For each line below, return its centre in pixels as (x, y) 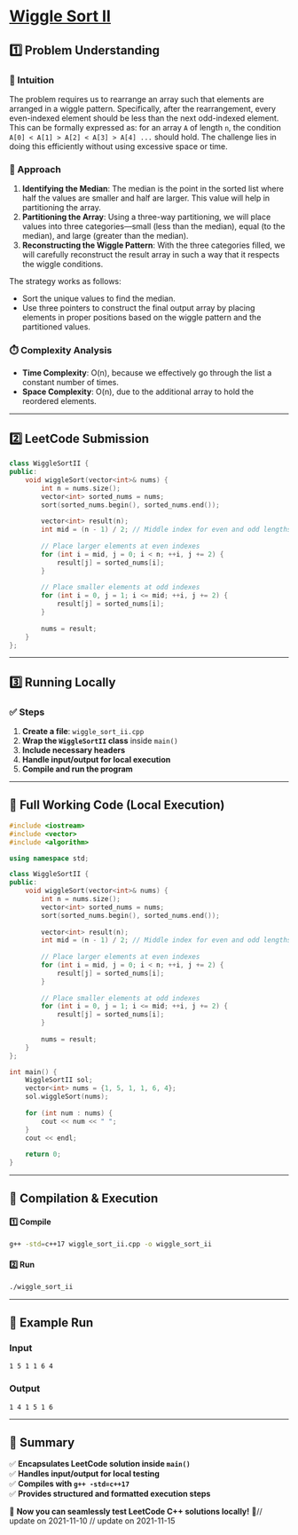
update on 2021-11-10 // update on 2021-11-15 (92, 1521)
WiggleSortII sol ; (59, 1080)
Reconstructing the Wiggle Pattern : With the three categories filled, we (153, 245)
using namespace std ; (49, 858)
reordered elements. (59, 401)
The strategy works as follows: (65, 281)
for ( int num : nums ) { (69, 1113)
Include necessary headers (74, 750)
